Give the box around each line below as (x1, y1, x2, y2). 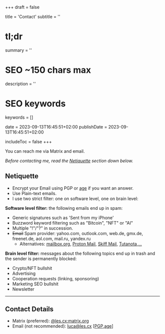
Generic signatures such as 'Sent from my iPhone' (12, 214, 114, 221)
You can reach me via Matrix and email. (5, 148, 85, 154)
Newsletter (12, 286, 35, 292)
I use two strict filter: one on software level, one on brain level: (12, 196, 138, 201)
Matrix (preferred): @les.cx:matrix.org (12, 318, 89, 324)
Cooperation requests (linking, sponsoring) (12, 275, 99, 281)
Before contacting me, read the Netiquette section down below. (5, 158, 134, 164)
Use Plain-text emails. (12, 190, 57, 196)
